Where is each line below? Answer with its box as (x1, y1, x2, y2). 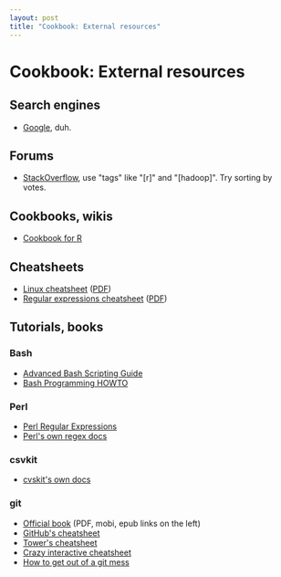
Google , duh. (22, 121, 72, 132)
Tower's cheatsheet (22, 537, 98, 548)
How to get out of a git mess (22, 556, 130, 567)
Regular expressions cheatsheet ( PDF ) (22, 293, 168, 304)
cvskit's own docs (22, 474, 91, 485)
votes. (22, 182, 47, 193)
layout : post (9, 13, 59, 23)
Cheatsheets (9, 259, 85, 275)
